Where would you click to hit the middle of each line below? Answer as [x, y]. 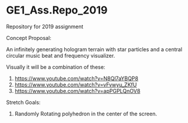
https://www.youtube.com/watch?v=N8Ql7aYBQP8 [76, 78]
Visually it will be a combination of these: [56, 67]
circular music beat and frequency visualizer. [61, 55]
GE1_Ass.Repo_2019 [57, 10]
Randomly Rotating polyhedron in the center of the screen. [86, 114]
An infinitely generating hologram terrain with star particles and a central [94, 49]
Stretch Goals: [24, 102]
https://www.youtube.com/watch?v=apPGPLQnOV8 [77, 91]
